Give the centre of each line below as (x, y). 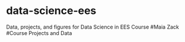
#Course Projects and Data (39, 33)
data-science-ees (51, 11)
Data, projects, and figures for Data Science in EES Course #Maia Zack (93, 27)
